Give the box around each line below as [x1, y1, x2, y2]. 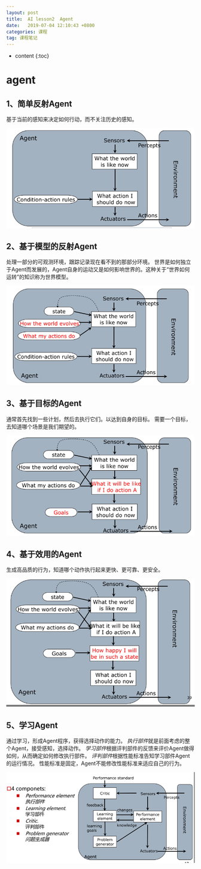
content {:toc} [14, 52, 50, 59]
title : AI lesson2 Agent [6, 16, 74, 22]
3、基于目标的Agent [6, 398, 82, 408]
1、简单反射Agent [6, 98, 72, 109]
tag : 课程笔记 [6, 35, 38, 41]
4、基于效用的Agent [6, 549, 82, 559]
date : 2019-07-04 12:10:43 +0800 [6, 22, 95, 28]
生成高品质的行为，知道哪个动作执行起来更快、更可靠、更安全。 [6, 566, 163, 574]
